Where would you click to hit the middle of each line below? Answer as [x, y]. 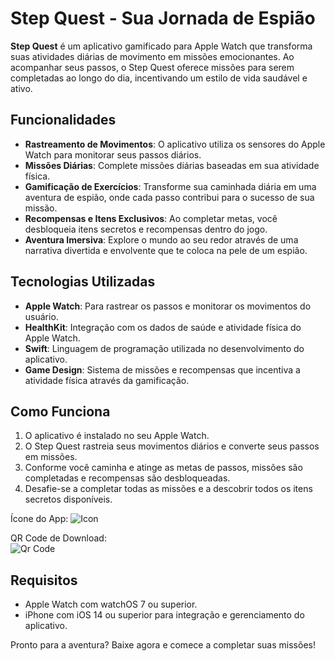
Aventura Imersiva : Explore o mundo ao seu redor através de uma [161, 239]
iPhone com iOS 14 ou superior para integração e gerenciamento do [164, 615]
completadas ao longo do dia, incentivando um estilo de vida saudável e [159, 78]
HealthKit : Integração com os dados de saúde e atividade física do [163, 327]
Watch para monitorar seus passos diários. [113, 154]
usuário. [41, 316]
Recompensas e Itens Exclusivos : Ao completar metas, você [151, 218]
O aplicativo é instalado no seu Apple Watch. [117, 436]
